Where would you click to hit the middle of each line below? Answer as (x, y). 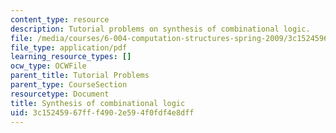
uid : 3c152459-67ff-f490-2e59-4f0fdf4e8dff (102, 112)
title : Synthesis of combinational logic (98, 103)
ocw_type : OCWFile (48, 66)
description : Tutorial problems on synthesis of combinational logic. (160, 29)
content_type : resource (60, 19)
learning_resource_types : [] (71, 57)
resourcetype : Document (60, 94)
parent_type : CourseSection (69, 85)
